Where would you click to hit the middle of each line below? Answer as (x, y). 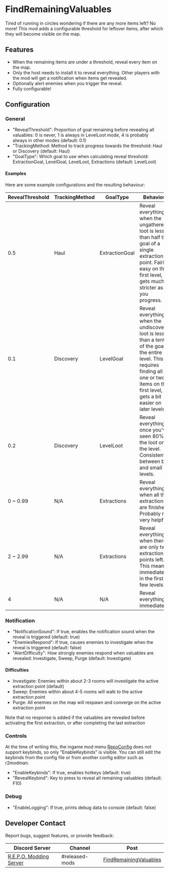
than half (150, 237)
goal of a (150, 243)
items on (150, 384)
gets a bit (151, 396)
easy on (149, 268)
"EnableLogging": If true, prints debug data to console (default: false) (84, 808)
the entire (151, 352)
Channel (80, 848)
